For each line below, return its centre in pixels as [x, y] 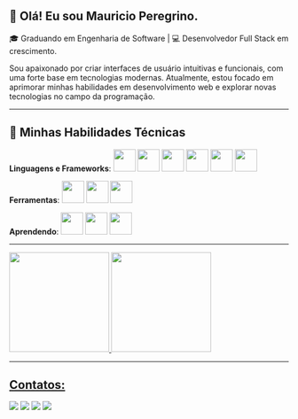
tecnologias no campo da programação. [82, 96]
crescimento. [33, 50]
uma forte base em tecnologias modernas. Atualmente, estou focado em [141, 77]
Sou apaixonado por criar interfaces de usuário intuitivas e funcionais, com [146, 68]
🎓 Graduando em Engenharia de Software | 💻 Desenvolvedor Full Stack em [149, 38]
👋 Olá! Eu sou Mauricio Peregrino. [104, 16]
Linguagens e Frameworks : [60, 168]
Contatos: [37, 385]
